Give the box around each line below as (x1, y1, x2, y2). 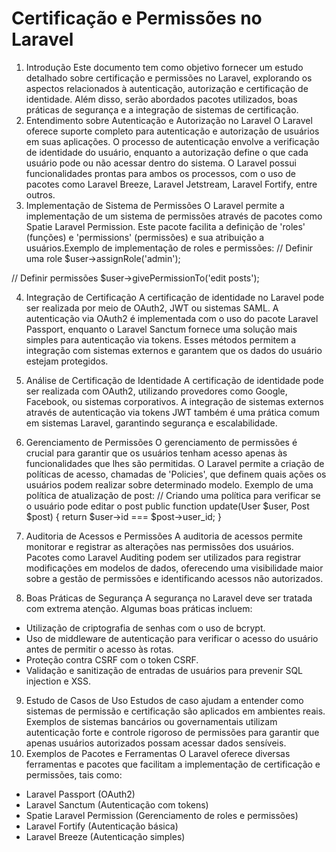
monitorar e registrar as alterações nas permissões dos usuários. (25, 540, 294, 552)
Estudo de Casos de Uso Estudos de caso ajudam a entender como (25, 694, 304, 706)
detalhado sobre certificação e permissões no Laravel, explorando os (25, 72, 313, 84)
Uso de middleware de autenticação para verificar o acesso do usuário (25, 632, 319, 644)
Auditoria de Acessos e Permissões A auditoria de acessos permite (25, 530, 303, 542)
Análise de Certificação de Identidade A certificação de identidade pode (25, 374, 324, 386)
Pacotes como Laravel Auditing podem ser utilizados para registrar (25, 551, 302, 563)
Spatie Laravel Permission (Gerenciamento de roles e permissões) (25, 809, 299, 821)
